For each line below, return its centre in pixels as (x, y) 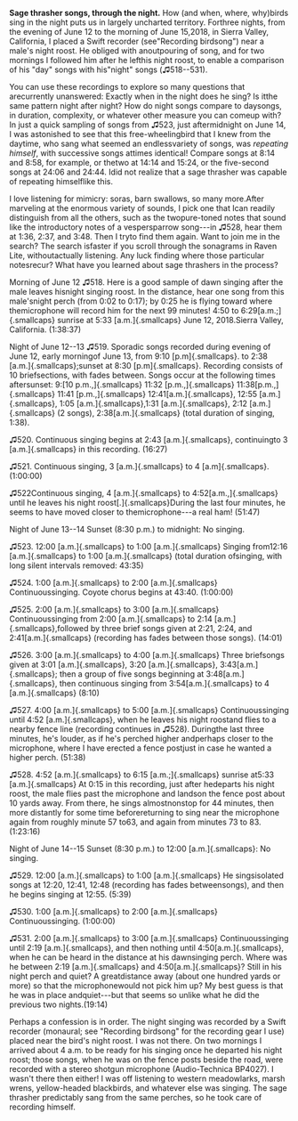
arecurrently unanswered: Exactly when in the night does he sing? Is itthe (144, 96)
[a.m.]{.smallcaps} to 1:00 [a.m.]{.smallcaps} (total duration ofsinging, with (146, 556)
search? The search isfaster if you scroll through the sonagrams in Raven (143, 246)
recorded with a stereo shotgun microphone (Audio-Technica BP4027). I (141, 1069)
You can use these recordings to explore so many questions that (127, 87)
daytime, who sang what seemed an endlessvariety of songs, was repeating (149, 143)
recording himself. (42, 1107)
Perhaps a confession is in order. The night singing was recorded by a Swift (148, 1022)
